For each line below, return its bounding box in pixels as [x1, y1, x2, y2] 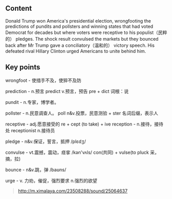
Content [5, 4, 32, 13]
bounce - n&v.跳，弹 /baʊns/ [5, 167, 67, 173]
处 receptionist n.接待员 [5, 127, 55, 133]
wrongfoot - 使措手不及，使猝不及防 [5, 77, 82, 83]
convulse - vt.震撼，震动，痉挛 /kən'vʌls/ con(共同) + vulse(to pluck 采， [5, 149, 159, 155]
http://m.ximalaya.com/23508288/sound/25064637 [17, 188, 128, 194]
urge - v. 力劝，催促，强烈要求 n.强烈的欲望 [5, 177, 98, 184]
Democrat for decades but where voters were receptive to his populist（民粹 [5, 29, 167, 35]
